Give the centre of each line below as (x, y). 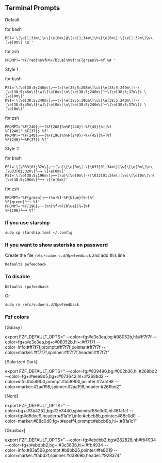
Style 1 (12, 69)
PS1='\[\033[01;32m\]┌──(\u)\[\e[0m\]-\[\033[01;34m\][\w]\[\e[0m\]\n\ (79, 167)
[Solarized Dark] (21, 362)
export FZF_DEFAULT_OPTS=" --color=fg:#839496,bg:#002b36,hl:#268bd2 (81, 371)
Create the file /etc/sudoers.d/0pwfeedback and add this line (65, 255)
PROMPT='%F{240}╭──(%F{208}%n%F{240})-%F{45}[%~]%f (58, 127)
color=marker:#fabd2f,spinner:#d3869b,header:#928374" (63, 455)
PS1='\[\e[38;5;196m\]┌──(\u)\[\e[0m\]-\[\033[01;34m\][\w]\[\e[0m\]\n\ (80, 175)
